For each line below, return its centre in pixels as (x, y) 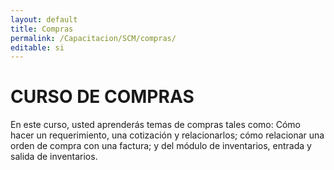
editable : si (37, 47)
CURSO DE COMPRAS (102, 97)
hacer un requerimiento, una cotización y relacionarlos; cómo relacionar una (167, 135)
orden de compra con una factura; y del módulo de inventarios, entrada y (161, 146)
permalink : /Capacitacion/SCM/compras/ (93, 38)
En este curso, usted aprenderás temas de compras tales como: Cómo (156, 125)
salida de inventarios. (54, 157)
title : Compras (42, 29)
